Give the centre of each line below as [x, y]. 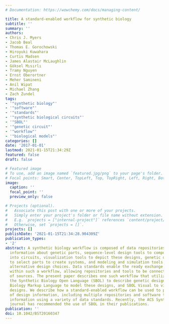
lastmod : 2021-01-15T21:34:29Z [38, 150]
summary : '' [18, 28]
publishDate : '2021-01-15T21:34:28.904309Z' [53, 234]
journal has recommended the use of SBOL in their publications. [80, 304]
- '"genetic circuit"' [29, 126]
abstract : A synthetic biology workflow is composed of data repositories [85, 248]
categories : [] [21, 141]
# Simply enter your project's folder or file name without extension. [84, 215]
